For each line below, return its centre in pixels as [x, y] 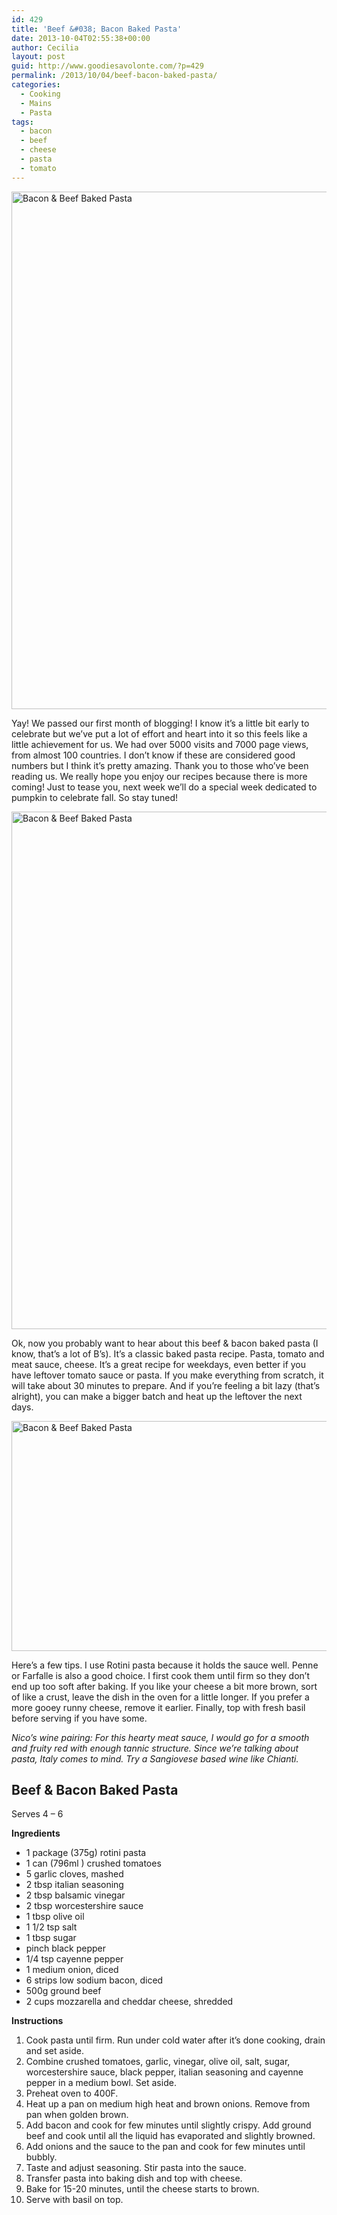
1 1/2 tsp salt [51, 1927]
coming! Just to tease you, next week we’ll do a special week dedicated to [164, 787]
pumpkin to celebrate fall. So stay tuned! [94, 797]
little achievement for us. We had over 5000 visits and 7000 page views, [160, 744]
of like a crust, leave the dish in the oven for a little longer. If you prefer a [160, 1697]
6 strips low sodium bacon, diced [94, 1980]
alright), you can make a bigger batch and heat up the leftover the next [157, 1396]
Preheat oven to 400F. [72, 2093]
